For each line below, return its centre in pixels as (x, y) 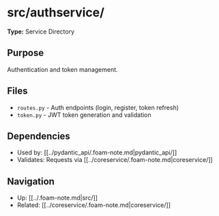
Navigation (31, 181)
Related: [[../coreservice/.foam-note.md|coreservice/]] (94, 205)
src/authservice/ (56, 13)
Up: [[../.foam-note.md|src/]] (57, 198)
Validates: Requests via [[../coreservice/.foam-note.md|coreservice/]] (115, 160)
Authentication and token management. (62, 69)
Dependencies (39, 136)
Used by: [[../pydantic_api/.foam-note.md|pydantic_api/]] (97, 152)
